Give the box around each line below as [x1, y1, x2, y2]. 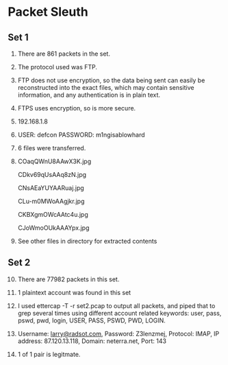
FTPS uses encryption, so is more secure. [17, 104, 136, 112]
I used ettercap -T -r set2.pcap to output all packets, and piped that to [17, 301, 216, 309]
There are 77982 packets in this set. [17, 275, 120, 283]
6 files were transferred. [17, 144, 86, 152]
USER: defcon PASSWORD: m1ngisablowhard [17, 131, 146, 139]
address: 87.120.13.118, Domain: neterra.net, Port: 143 [17, 337, 167, 345]
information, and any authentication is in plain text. [17, 91, 160, 99]
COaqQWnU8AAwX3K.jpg [17, 157, 92, 165]
